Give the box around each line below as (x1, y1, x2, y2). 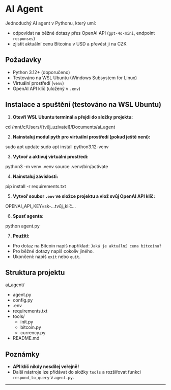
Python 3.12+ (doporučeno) (12, 69, 70, 75)
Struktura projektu (5, 268, 65, 277)
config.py (12, 297, 33, 303)
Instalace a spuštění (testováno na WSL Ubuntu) (5, 100, 162, 109)
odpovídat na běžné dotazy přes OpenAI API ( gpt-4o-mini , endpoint (12, 30, 155, 36)
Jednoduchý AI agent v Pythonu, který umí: (5, 20, 97, 26)
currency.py (20, 330, 46, 336)
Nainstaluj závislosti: (12, 173, 59, 179)
